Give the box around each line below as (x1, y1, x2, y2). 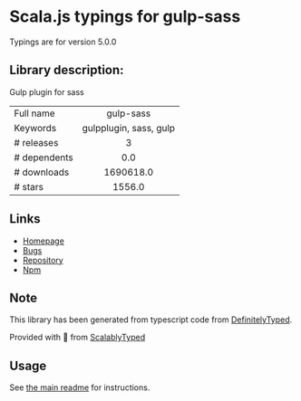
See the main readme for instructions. (9, 382, 150, 393)
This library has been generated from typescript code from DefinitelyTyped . (9, 314, 293, 325)
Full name (14, 107, 56, 119)
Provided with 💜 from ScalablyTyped (9, 332, 146, 343)
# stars (14, 180, 44, 193)
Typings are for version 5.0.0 (9, 36, 117, 47)
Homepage (22, 235, 65, 246)
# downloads (14, 166, 70, 178)
